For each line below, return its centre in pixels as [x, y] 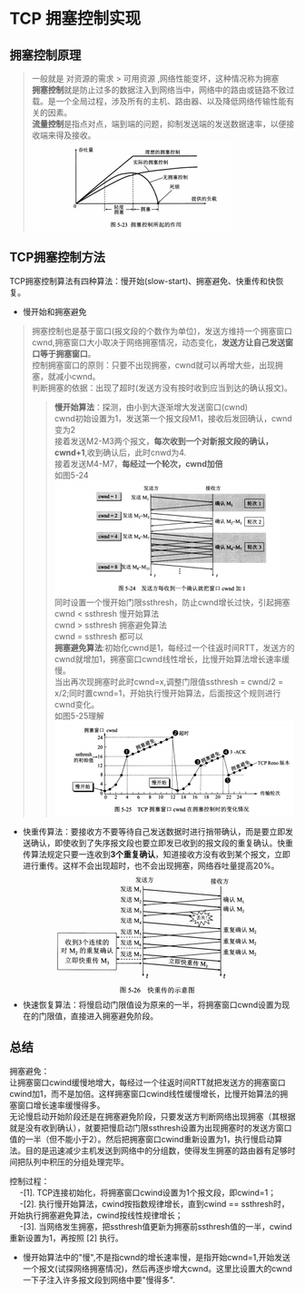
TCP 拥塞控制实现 [75, 19]
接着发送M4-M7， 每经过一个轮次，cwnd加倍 [138, 463]
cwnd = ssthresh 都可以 [98, 636]
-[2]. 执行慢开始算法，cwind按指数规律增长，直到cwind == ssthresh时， [154, 1203]
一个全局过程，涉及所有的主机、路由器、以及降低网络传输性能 [171, 101]
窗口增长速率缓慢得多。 [61, 1105]
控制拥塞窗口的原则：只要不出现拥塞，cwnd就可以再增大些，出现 [153, 365]
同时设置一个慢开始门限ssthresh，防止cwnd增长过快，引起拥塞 [172, 602]
